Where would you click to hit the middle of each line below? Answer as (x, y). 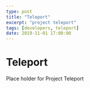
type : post (19, 11)
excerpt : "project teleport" (41, 22)
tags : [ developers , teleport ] (43, 28)
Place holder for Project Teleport (45, 79)
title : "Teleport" (28, 17)
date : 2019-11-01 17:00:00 (39, 33)
